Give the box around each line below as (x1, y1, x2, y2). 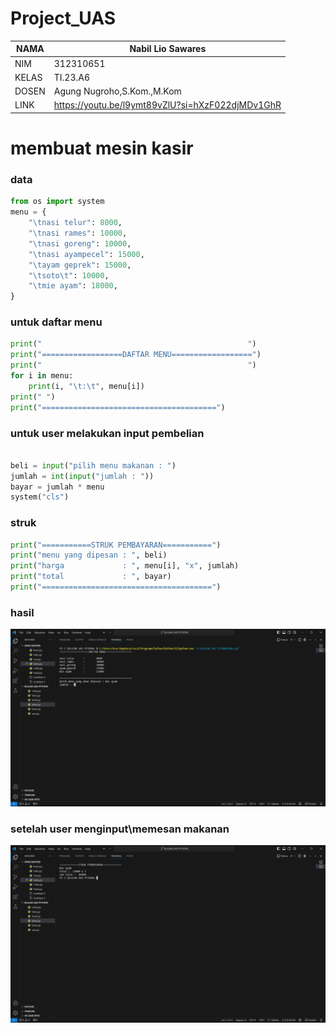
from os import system (10, 197, 105, 207)
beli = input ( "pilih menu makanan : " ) (10, 460, 177, 471)
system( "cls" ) (10, 492, 70, 502)
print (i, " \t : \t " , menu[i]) (28, 381, 145, 391)
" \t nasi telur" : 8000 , (28, 218, 123, 228)
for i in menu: (10, 371, 74, 381)
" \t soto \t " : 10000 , (28, 270, 110, 281)
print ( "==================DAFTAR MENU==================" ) (10, 350, 262, 360)
